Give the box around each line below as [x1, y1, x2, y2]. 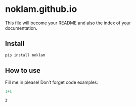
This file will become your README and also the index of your [5, 20, 131, 26]
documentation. [5, 25, 38, 31]
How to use [5, 66, 41, 75]
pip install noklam [5, 53, 45, 57]
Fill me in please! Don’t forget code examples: [5, 79, 98, 85]
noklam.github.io [5, 3, 77, 15]
